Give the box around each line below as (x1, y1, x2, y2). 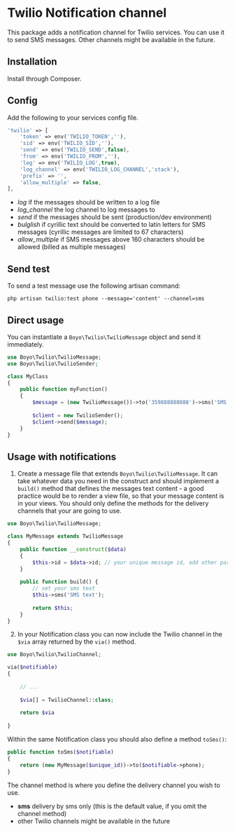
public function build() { (20, 578, 99, 585)
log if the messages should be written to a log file (17, 198, 160, 207)
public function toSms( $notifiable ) (7, 749, 114, 756)
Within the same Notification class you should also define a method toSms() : (7, 735, 227, 743)
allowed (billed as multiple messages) (17, 243, 126, 251)
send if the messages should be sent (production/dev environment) (17, 213, 212, 221)
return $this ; (32, 604, 73, 611)
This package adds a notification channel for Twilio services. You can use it (7, 28, 225, 36)
